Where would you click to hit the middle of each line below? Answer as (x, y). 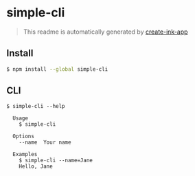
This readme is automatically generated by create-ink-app (105, 32)
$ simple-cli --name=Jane (56, 161)
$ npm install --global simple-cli (57, 69)
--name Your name (45, 142)
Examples (25, 155)
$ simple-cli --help (36, 107)
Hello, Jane (36, 166)
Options (24, 136)
